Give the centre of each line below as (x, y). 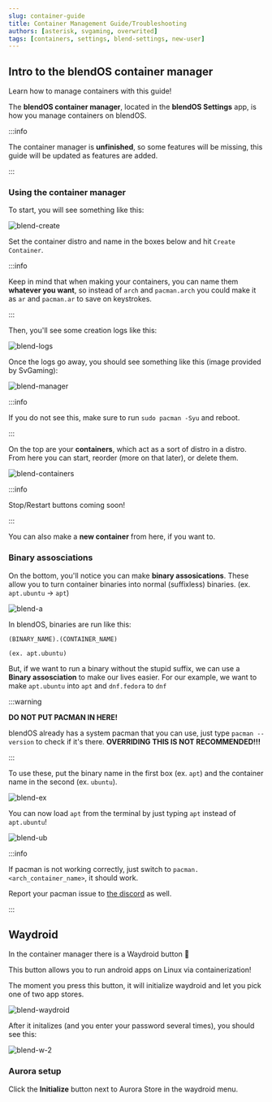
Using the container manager (67, 192)
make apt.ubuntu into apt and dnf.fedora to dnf (88, 685)
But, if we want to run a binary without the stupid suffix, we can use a (124, 668)
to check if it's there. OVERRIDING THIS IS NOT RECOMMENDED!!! (149, 741)
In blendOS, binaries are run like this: (70, 624)
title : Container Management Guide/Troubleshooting (97, 24)
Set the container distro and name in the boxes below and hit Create (122, 241)
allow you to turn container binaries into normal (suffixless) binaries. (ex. (130, 584)
